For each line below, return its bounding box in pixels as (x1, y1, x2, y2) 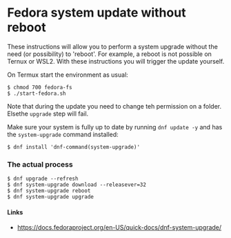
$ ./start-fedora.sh (7, 90, 67, 97)
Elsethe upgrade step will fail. (7, 109, 89, 118)
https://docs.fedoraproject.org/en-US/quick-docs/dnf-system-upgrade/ (17, 223, 222, 232)
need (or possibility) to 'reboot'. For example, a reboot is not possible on (7, 50, 212, 58)
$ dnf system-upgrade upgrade (7, 194, 94, 201)
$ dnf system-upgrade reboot (7, 187, 91, 194)
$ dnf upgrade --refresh (7, 175, 79, 183)
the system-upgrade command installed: (7, 130, 119, 138)
